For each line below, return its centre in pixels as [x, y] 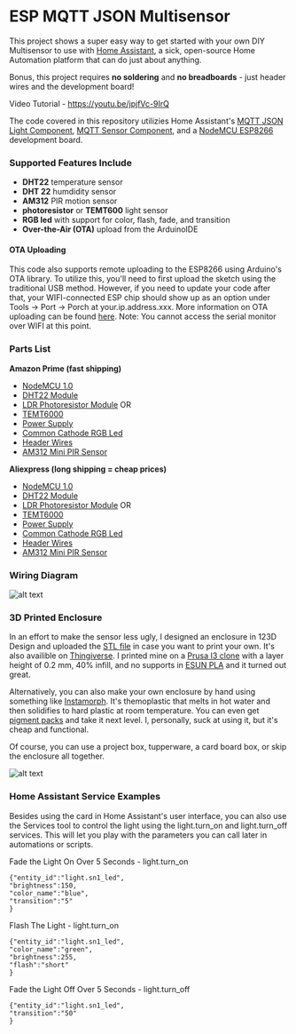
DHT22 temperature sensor [72, 182]
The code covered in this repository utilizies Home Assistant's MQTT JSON [146, 121]
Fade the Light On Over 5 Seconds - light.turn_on [99, 861]
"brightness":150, [43, 886]
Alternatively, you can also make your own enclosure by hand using [132, 692]
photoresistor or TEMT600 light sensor [95, 211]
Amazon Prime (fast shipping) [66, 368]
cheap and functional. [49, 729]
